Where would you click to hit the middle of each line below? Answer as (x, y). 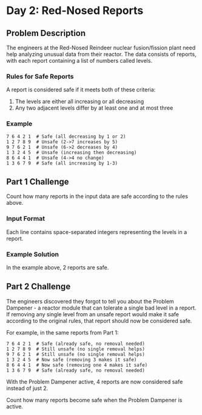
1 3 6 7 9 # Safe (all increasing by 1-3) (62, 163)
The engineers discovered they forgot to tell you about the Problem (90, 301)
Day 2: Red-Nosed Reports (75, 11)
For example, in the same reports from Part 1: (62, 332)
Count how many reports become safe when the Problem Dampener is (94, 400)
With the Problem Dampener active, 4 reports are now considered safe (95, 381)
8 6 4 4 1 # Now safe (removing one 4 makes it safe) (77, 365)
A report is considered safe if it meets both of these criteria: (81, 90)
